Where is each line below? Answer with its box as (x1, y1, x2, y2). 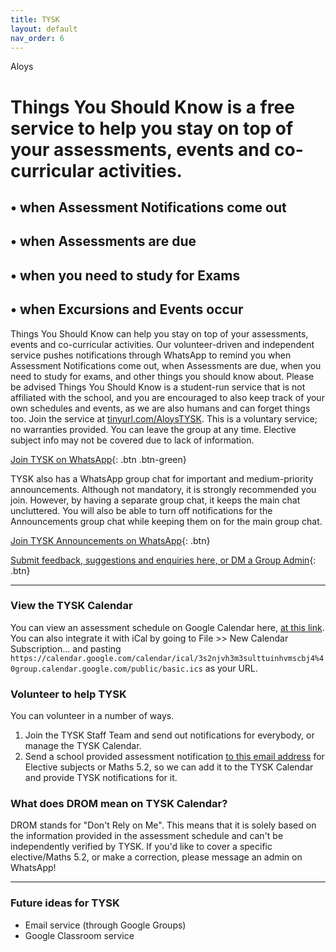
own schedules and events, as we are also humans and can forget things (10, 402, 311, 414)
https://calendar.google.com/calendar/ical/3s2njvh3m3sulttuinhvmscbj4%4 (10, 653, 325, 663)
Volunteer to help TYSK (10, 687, 127, 701)
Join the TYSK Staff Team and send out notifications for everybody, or (24, 729, 315, 741)
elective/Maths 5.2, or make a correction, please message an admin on (10, 851, 303, 863)
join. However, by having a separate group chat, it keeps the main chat (10, 494, 301, 506)
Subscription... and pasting (10, 642, 122, 655)
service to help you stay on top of (10, 117, 294, 140)
